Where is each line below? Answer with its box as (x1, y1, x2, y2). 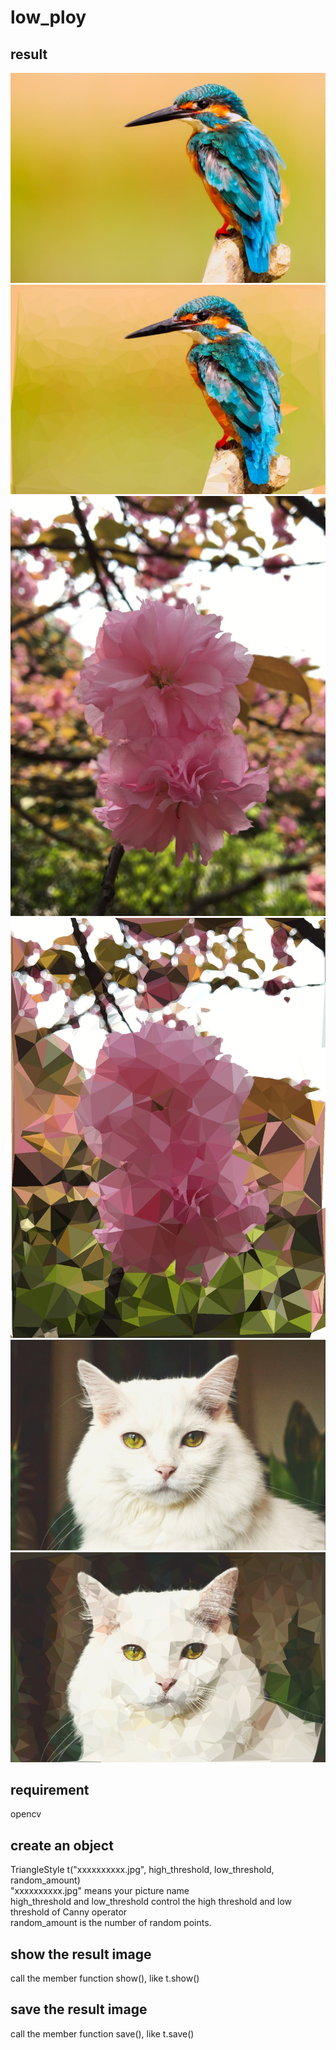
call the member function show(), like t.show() (10, 1972, 200, 1985)
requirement (10, 1782, 90, 1799)
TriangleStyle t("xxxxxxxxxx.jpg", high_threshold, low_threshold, (10, 1864, 275, 1876)
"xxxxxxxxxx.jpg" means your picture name (10, 1885, 190, 1897)
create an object (10, 1837, 114, 1854)
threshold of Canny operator (10, 1906, 128, 1918)
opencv (10, 1808, 42, 1820)
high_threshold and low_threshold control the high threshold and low (10, 1896, 293, 1908)
